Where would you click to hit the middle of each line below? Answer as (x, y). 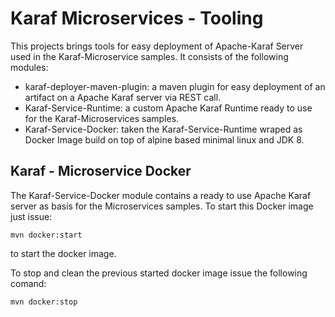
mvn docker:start (46, 235)
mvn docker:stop (44, 302)
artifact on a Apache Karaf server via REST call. (123, 97)
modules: (29, 67)
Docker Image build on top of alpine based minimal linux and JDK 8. (164, 139)
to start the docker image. (63, 253)
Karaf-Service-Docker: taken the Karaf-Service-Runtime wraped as (163, 129)
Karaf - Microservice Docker (101, 171)
